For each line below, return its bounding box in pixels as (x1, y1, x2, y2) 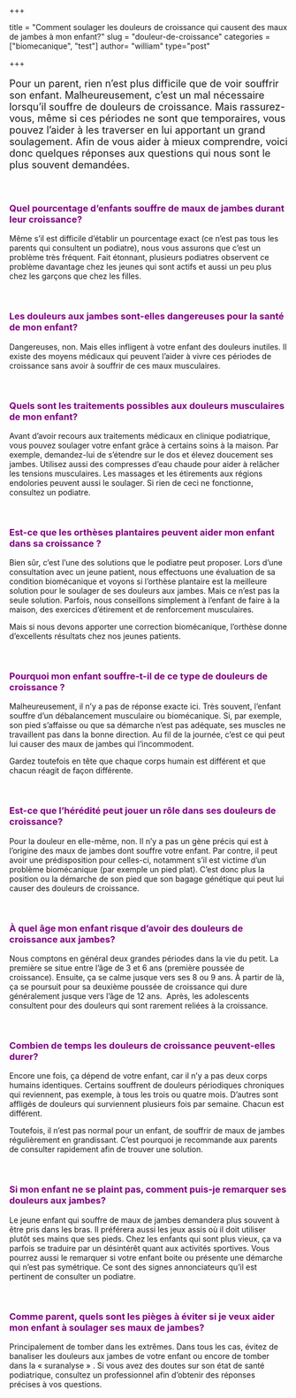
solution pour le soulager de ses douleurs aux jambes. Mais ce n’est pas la (9, 586, 280, 596)
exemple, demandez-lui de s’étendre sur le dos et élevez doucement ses (9, 449, 274, 460)
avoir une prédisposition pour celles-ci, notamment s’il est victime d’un (9, 855, 267, 865)
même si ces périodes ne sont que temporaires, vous (36, 112, 286, 125)
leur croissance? (9, 213, 82, 226)
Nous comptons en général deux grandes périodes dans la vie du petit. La (9, 953, 279, 964)
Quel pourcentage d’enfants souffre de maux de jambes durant (9, 202, 285, 214)
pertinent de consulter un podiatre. (9, 1271, 136, 1281)
